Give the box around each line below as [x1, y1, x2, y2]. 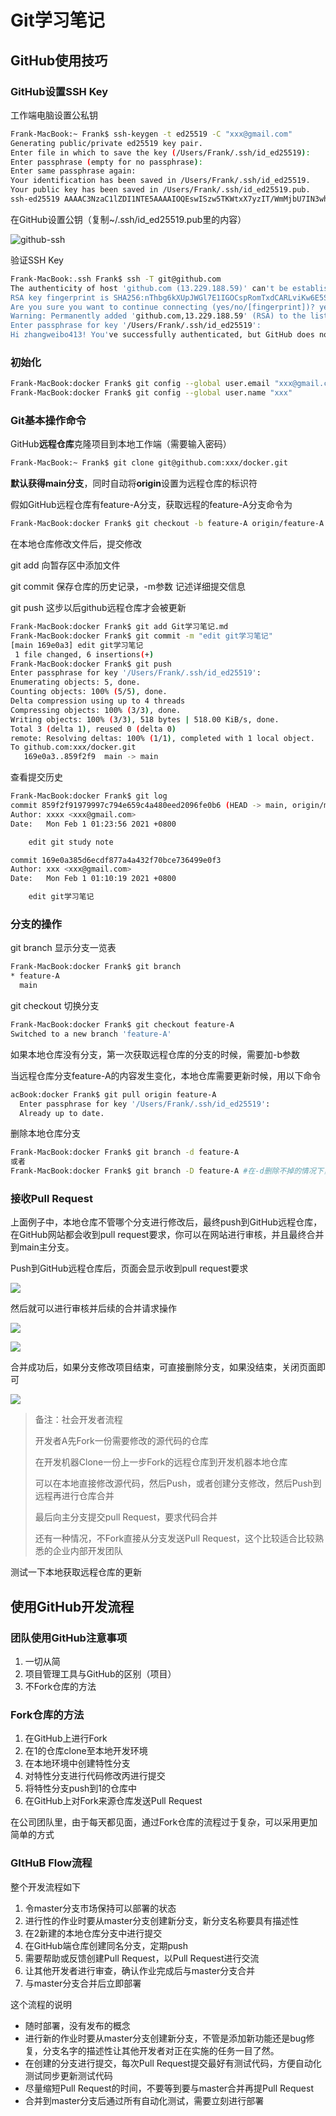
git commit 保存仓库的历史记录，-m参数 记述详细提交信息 [10, 581, 246, 593]
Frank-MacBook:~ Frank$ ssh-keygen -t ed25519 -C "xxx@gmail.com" [10, 129, 293, 139]
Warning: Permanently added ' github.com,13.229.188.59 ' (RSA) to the [10, 311, 307, 321]
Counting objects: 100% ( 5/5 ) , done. [10, 687, 168, 697]
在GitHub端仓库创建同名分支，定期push [24, 1939, 188, 1951]
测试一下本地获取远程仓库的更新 [10, 1566, 142, 1578]
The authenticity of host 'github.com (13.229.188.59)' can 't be [10, 283, 288, 293]
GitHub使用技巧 [10, 52, 108, 69]
